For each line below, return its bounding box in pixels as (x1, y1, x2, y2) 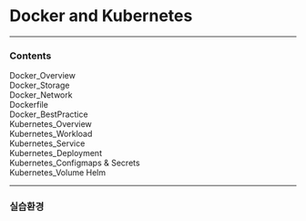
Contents (9, 49, 52, 62)
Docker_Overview (9, 70, 76, 81)
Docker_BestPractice (9, 109, 88, 120)
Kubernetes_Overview (9, 119, 93, 130)
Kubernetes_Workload (9, 129, 93, 140)
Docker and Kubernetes (9, 5, 193, 26)
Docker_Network (9, 89, 73, 100)
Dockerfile (9, 100, 48, 110)
